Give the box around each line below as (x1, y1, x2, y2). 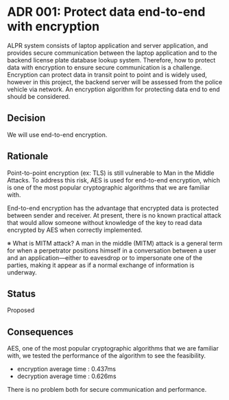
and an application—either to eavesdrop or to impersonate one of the (7, 253, 203, 261)
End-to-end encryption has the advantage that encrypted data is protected (7, 204, 219, 212)
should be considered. (7, 92, 71, 100)
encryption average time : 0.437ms (16, 365, 117, 373)
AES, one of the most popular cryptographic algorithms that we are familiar (7, 344, 219, 353)
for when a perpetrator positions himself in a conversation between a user (7, 246, 217, 255)
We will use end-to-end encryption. (7, 130, 108, 139)
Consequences (7, 326, 74, 338)
